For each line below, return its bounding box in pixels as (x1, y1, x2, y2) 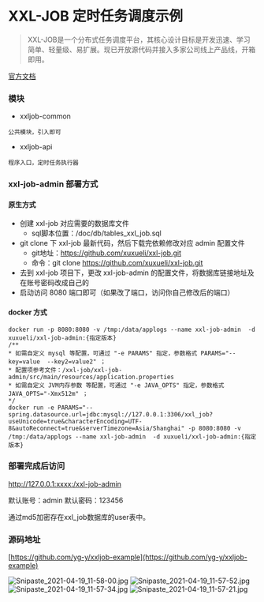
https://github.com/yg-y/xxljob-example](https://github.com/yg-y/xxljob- (10, 552, 248, 562)
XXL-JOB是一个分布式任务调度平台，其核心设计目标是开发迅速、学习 (27, 35, 251, 44)
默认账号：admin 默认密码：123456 (8, 495, 124, 505)
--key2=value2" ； (46, 357, 106, 366)
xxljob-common (19, 111, 71, 121)
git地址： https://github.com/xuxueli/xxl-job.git (31, 248, 181, 258)
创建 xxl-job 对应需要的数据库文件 (19, 219, 130, 228)
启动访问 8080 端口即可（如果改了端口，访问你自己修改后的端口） (19, 288, 235, 297)
